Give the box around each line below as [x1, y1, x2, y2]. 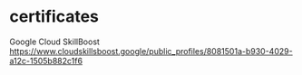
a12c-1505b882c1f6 [9, 55, 83, 66]
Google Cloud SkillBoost [9, 36, 100, 47]
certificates [9, 6, 100, 27]
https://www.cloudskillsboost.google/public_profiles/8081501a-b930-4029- [9, 45, 293, 56]
